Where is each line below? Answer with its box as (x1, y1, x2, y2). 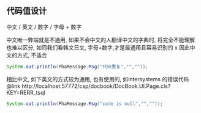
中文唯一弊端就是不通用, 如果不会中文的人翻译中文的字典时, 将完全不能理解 (6, 36, 195, 43)
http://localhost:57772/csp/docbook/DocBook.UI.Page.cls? (21, 82, 171, 90)
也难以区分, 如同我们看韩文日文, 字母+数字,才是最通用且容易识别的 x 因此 (6, 43, 190, 51)
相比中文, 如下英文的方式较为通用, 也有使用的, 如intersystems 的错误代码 (6, 75, 189, 82)
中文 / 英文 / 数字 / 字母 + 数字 (6, 23, 82, 31)
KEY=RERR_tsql (6, 89, 45, 96)
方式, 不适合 (17, 51, 47, 59)
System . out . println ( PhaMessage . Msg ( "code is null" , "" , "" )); (6, 100, 164, 107)
